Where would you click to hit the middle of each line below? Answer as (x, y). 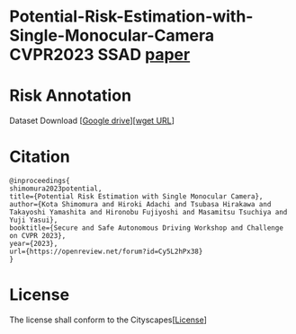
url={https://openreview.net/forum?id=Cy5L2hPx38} (106, 252)
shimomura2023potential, (56, 189)
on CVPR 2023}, (38, 236)
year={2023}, (34, 244)
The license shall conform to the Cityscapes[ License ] (108, 320)
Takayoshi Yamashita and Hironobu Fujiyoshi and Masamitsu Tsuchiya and (148, 213)
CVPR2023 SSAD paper (100, 55)
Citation (40, 157)
